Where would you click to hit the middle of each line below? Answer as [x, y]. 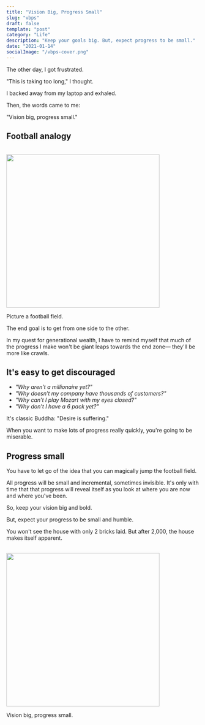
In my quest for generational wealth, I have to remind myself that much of [99, 340]
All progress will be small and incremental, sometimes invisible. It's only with [102, 483]
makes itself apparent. [34, 538]
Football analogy [39, 136]
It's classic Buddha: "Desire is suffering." [58, 418]
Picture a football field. [35, 316]
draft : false [23, 23]
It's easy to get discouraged [61, 372]
